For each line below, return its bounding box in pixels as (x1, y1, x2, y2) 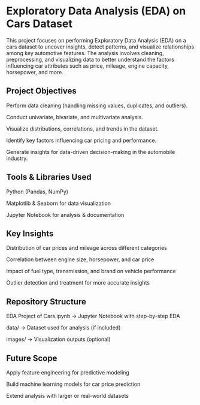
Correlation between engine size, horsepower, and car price (6, 256, 154, 263)
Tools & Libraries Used (6, 172, 92, 182)
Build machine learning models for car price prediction (6, 380, 141, 388)
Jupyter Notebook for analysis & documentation (6, 211, 125, 218)
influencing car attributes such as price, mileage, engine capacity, (6, 62, 169, 69)
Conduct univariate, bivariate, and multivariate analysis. (6, 113, 144, 120)
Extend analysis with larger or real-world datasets (6, 392, 129, 399)
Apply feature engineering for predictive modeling (6, 369, 130, 376)
